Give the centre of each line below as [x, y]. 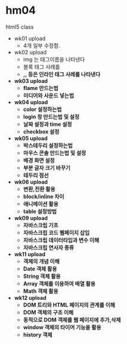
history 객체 [38, 334]
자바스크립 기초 [41, 225]
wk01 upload [30, 38]
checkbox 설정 [41, 131]
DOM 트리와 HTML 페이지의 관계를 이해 [69, 305]
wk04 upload [31, 102]
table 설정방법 [40, 211]
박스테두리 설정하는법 [48, 145]
